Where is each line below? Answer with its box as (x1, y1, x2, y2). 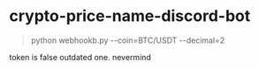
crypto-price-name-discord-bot (9, 6, 251, 26)
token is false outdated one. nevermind (9, 52, 152, 62)
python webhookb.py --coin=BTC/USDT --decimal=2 (30, 35, 225, 45)
